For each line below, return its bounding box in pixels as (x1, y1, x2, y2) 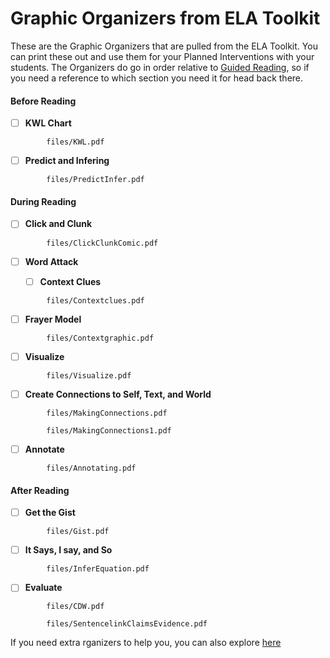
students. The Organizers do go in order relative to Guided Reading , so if (10, 61, 310, 73)
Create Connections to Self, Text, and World (24, 388, 212, 400)
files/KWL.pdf (46, 137, 105, 147)
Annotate (24, 443, 65, 455)
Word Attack (24, 255, 79, 267)
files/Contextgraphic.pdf (46, 333, 155, 343)
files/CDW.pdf (46, 602, 105, 612)
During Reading (10, 195, 77, 207)
